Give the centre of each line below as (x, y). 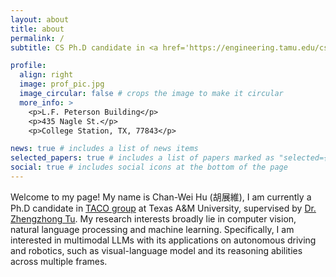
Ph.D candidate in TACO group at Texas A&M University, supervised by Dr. (163, 208)
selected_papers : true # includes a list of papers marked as (142, 158)
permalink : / (37, 38)
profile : (28, 66)
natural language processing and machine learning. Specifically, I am (152, 229)
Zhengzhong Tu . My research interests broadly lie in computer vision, (153, 218)
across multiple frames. (59, 261)
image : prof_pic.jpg (62, 84)
